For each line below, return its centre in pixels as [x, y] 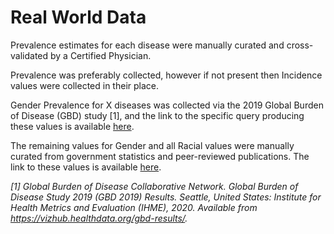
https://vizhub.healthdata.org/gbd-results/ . [99, 218]
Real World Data [78, 17]
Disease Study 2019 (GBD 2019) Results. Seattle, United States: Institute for [166, 197]
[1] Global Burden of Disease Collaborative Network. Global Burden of [154, 186]
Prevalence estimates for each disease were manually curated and [147, 45]
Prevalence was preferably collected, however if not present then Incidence [166, 75]
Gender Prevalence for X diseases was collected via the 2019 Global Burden [167, 105]
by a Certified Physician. [100, 55]
